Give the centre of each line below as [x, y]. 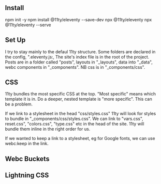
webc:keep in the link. [27, 144]
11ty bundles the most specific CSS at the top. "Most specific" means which [80, 94]
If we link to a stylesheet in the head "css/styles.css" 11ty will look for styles [80, 114]
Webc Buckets [27, 159]
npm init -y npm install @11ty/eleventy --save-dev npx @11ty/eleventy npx [79, 19]
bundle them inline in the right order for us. [48, 129]
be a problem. [19, 104]
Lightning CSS [27, 176]
